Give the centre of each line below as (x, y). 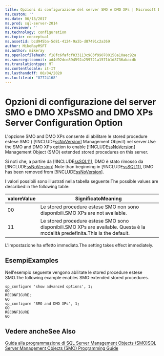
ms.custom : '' (20, 14)
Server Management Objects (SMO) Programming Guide (62, 348)
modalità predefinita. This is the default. (85, 233)
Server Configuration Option (64, 122)
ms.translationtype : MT (29, 64)
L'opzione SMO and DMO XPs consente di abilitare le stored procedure (76, 136)
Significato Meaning (98, 199)
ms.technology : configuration (36, 32)
